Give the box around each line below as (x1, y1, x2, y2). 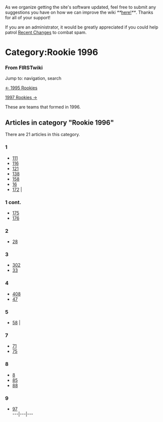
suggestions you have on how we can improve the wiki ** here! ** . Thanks (5, 9, 154, 15)
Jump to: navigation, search (5, 75, 61, 81)
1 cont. (5, 199, 22, 206)
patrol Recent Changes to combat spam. (5, 30, 87, 35)
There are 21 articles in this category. (5, 132, 80, 138)
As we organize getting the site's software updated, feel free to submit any (5, 4, 156, 10)
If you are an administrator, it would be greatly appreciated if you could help (5, 24, 159, 30)
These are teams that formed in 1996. (5, 104, 81, 110)
